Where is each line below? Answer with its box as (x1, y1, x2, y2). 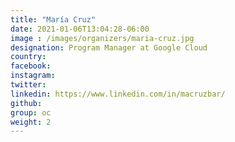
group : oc (10, 107, 52, 118)
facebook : (10, 61, 52, 71)
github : (10, 98, 43, 108)
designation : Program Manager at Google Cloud (10, 42, 208, 53)
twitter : (10, 80, 47, 90)
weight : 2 (10, 117, 52, 127)
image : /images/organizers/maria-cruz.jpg (10, 33, 195, 43)
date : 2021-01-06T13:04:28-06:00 (10, 24, 150, 34)
